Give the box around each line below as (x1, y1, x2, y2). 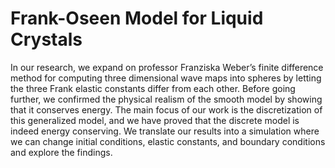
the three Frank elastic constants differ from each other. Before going (10, 82, 296, 94)
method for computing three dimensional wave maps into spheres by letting (10, 72, 322, 84)
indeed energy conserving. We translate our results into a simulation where (10, 125, 320, 137)
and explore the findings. (10, 146, 113, 158)
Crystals (10, 28, 83, 51)
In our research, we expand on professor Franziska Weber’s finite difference (10, 61, 324, 73)
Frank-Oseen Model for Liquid (10, 7, 264, 30)
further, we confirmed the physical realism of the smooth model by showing (10, 93, 323, 105)
